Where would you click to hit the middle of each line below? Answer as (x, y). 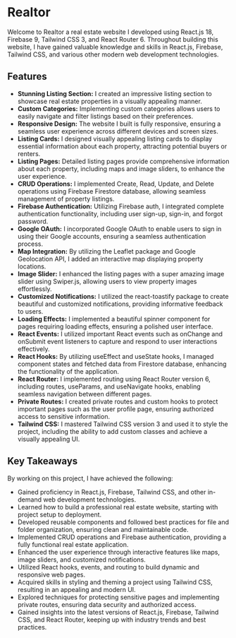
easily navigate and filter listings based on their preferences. (105, 116)
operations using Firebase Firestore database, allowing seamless (112, 191)
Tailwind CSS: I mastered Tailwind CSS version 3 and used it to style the (123, 424)
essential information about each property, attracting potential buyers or (122, 146)
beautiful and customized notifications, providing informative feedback (120, 304)
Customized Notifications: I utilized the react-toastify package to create (123, 296)
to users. (30, 311)
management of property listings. (66, 199)
